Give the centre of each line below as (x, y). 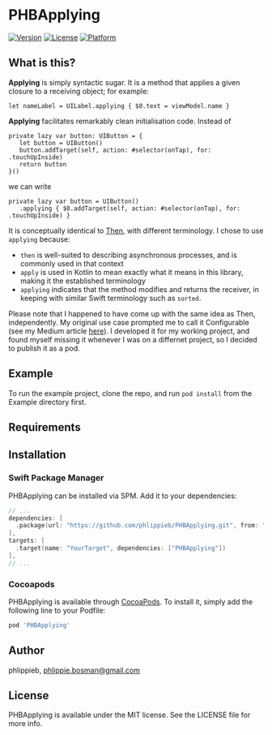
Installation (37, 455)
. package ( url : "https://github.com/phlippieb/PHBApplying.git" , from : (137, 526)
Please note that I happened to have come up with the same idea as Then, (132, 313)
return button (43, 164)
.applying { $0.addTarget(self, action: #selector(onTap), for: (130, 208)
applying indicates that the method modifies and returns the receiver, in (139, 289)
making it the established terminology (83, 281)
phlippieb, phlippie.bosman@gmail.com (74, 670)
